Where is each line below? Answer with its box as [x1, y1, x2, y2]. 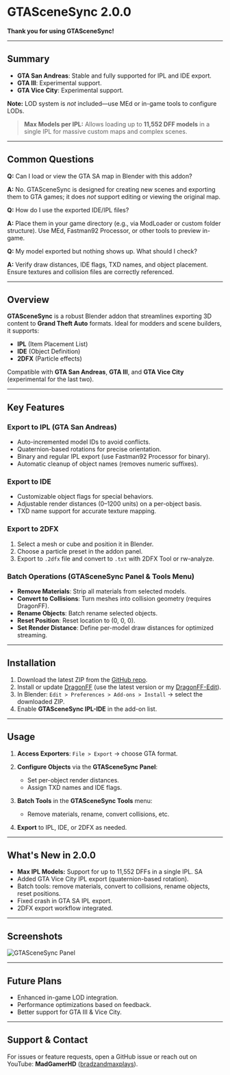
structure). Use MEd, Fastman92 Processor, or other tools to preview [7, 226, 201, 234]
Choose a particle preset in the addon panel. [16, 547, 143, 555]
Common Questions [7, 154, 94, 166]
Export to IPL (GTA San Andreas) [7, 422, 118, 431]
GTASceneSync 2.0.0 [7, 4, 131, 20]
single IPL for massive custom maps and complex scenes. [23, 127, 188, 135]
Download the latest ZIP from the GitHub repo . [16, 675, 148, 683]
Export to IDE [7, 477, 51, 486]
